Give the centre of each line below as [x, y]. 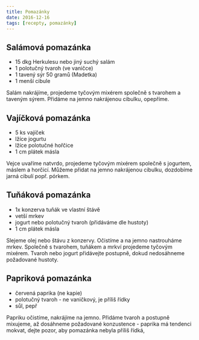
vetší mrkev [29, 216]
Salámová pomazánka [49, 47]
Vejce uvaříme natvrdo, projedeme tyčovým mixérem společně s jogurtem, [99, 163]
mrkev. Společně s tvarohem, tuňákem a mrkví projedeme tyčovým [90, 247]
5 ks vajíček [30, 132]
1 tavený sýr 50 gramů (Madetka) [56, 75]
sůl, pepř [26, 306]
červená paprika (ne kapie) [49, 293]
